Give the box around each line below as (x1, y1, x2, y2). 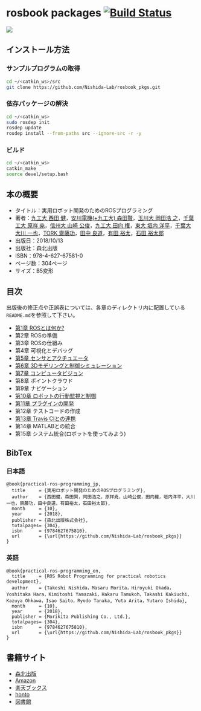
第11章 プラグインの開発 (14, 400, 74, 407)
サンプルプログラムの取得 (6, 64, 80, 73)
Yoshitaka (6, 591, 31, 597)
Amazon (14, 677, 36, 684)
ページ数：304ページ (14, 259, 68, 267)
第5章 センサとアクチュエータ (14, 354, 89, 362)
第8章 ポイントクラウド (14, 377, 74, 384)
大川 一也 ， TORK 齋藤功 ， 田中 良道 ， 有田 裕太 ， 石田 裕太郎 (14, 229, 164, 236)
